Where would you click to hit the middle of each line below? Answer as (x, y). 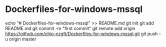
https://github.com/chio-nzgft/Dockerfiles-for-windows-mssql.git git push (81, 33)
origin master (23, 39)
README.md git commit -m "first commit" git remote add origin (70, 28)
